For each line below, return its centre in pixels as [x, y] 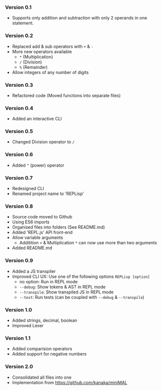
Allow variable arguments [37, 237]
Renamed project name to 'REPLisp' [48, 194]
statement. [23, 23]
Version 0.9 [19, 261]
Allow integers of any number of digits [50, 72]
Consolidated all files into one [42, 377]
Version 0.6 [19, 155]
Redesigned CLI [28, 189]
